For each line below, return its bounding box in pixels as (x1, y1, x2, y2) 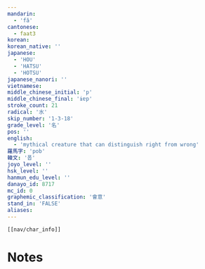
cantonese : (7, 23, 39, 30)
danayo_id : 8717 (7, 180, 55, 187)
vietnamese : (7, 82, 42, 89)
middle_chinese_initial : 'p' (7, 89, 93, 96)
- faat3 (13, 30, 37, 37)
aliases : (7, 207, 33, 214)
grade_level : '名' (7, 121, 60, 129)
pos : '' (7, 128, 30, 135)
